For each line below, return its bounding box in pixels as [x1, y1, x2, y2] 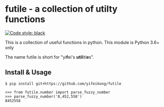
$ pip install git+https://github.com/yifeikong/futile [5, 81, 121, 86]
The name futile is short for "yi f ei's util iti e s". [5, 54, 94, 60]
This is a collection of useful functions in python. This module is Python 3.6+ [5, 39, 160, 45]
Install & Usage [5, 68, 52, 77]
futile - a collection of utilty [5, 3, 117, 15]
